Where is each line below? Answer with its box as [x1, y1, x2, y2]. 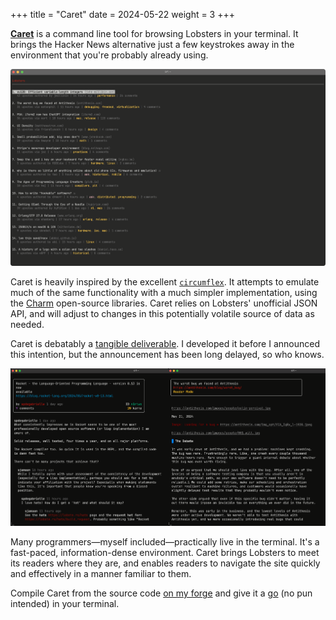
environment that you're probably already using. [10, 49, 209, 61]
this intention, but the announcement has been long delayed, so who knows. [10, 349, 325, 361]
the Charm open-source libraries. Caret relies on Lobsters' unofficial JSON [10, 297, 318, 309]
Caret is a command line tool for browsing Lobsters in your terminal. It [10, 28, 299, 39]
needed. [10, 319, 45, 331]
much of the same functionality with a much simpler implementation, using [10, 287, 318, 299]
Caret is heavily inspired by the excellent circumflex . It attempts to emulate [10, 276, 320, 288]
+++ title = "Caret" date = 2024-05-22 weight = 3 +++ [10, 9, 235, 20]
